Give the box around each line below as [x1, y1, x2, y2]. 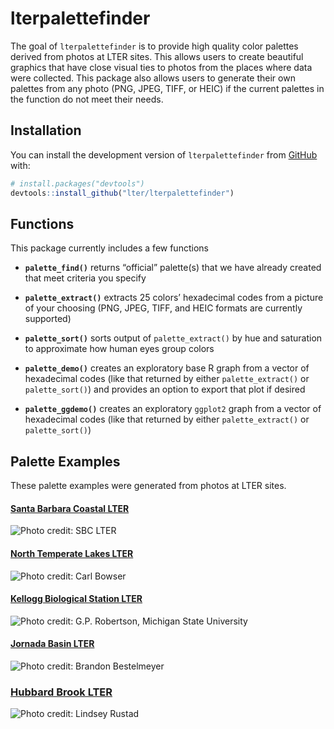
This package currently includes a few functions [10, 242, 209, 254]
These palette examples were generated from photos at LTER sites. [10, 480, 287, 492]
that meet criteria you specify [24, 272, 147, 284]
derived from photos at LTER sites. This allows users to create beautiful [10, 50, 304, 62]
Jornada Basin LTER [10, 638, 95, 650]
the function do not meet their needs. [10, 93, 164, 105]
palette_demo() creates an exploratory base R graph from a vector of [24, 362, 310, 374]
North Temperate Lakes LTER [10, 547, 134, 559]
